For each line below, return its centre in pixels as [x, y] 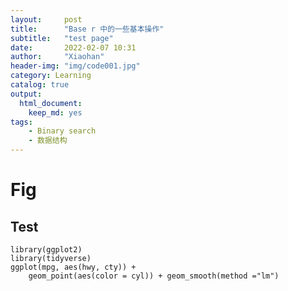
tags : [21, 122]
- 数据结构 [48, 141]
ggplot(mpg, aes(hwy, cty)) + [73, 267]
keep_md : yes [55, 112]
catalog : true [40, 85]
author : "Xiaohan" [57, 57]
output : [26, 94]
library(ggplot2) [46, 250]
